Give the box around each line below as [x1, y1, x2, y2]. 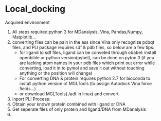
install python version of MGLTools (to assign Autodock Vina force [19, 80, 152, 86]
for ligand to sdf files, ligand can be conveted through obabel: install [19, 50, 157, 55]
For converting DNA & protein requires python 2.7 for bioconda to [19, 75, 151, 81]
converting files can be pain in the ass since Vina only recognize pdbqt [12, 39, 155, 45]
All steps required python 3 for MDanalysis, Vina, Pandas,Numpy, [12, 29, 143, 35]
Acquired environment [5, 19, 50, 25]
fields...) [19, 86, 36, 91]
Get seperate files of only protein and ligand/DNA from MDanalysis [12, 106, 146, 112]
